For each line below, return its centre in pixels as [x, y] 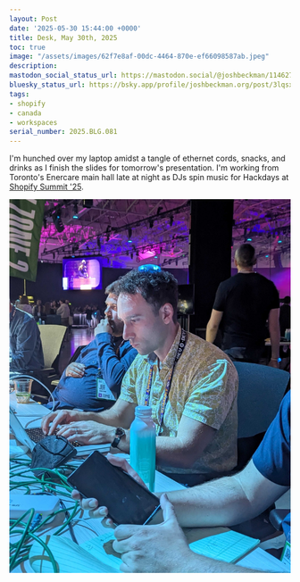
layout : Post [33, 19]
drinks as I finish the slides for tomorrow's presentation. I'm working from [144, 168]
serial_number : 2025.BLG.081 [63, 132]
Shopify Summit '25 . [47, 187]
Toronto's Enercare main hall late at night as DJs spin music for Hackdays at [149, 178]
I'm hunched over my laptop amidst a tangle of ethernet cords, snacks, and [147, 158]
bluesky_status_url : [48, 85]
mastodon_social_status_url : [63, 76]
